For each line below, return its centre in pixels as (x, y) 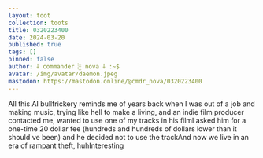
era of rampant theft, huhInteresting (66, 145)
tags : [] (22, 52)
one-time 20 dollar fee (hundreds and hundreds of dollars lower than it (123, 129)
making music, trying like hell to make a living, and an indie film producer (126, 112)
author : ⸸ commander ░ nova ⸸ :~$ (64, 67)
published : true (35, 45)
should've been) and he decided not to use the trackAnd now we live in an (129, 137)
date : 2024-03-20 (37, 37)
